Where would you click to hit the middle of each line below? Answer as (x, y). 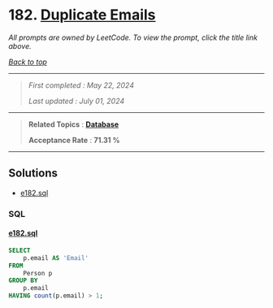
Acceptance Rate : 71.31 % (74, 140)
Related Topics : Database (74, 124)
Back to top (28, 62)
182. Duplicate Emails (82, 15)
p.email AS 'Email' (56, 258)
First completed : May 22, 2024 (81, 85)
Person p (38, 273)
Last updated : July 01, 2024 (76, 101)
